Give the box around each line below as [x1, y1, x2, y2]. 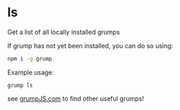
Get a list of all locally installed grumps [7, 28, 120, 36]
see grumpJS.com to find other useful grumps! [7, 94, 144, 103]
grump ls [7, 82, 33, 89]
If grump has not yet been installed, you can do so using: [7, 41, 174, 50]
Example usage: [7, 68, 55, 77]
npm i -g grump [7, 55, 52, 62]
